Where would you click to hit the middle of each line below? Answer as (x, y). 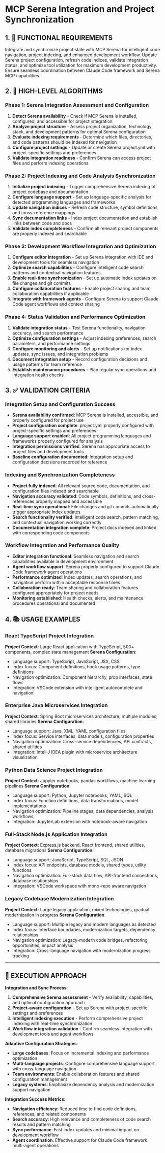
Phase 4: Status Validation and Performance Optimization (75, 317)
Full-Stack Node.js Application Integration (56, 834)
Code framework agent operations (47, 572)
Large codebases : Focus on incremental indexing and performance (81, 1053)
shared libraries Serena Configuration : (44, 721)
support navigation (31, 1089)
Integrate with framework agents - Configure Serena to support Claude (85, 299)
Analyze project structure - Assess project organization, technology (82, 126)
